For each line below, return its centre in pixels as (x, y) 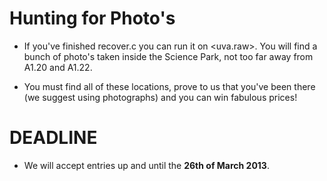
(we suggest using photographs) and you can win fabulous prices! (160, 97)
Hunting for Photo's (92, 18)
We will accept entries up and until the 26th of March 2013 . (146, 165)
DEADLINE (53, 138)
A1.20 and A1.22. (58, 67)
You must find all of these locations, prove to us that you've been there (169, 86)
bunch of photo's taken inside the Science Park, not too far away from (168, 56)
